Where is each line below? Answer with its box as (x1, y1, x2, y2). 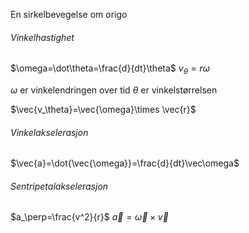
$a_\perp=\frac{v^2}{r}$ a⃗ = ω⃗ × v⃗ (10, 211, 169, 223)
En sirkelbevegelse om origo (10, 9, 128, 20)
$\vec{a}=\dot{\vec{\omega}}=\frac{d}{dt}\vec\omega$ (10, 157, 240, 169)
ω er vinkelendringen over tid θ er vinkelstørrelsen (10, 84, 218, 96)
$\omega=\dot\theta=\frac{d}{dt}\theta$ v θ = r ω (10, 62, 211, 76)
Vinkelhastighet (10, 31, 75, 43)
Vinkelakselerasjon (10, 126, 89, 138)
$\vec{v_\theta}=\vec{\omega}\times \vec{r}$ (10, 104, 197, 115)
